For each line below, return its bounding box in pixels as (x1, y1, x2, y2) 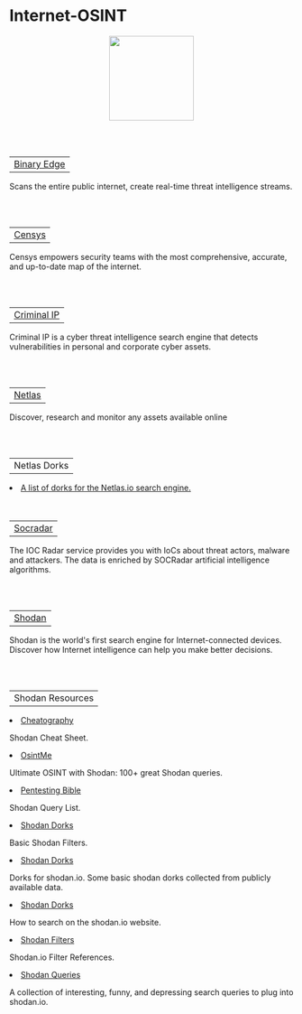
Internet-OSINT (9, 5, 128, 26)
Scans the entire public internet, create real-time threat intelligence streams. (9, 181, 293, 191)
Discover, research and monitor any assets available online (9, 412, 228, 423)
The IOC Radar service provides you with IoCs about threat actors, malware (9, 544, 290, 555)
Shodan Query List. (9, 802, 81, 813)
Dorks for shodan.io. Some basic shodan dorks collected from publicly (9, 872, 271, 883)
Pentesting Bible (21, 785, 81, 795)
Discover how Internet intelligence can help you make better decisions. (9, 644, 273, 655)
